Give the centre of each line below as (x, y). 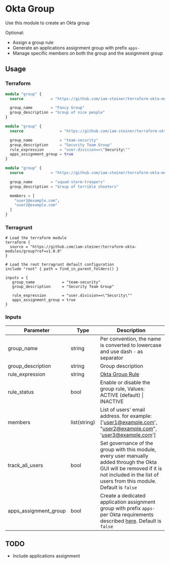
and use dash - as (122, 351)
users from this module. (129, 481)
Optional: (15, 32)
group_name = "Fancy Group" (47, 108)
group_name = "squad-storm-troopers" (57, 182)
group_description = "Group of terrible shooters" (64, 187)
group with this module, (128, 449)
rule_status (21, 392)
